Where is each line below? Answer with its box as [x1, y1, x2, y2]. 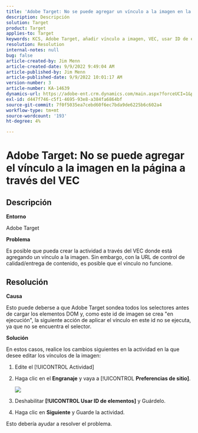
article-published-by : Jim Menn [6, 69, 85, 75]
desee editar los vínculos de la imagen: [6, 352, 101, 359]
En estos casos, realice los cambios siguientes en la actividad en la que [6, 346, 180, 353]
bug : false [6, 53, 33, 58]
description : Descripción [6, 14, 70, 20]
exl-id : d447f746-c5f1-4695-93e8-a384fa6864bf [6, 96, 123, 102]
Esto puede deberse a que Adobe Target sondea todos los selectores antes [6, 304, 190, 311]
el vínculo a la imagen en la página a [6, 162, 186, 175]
